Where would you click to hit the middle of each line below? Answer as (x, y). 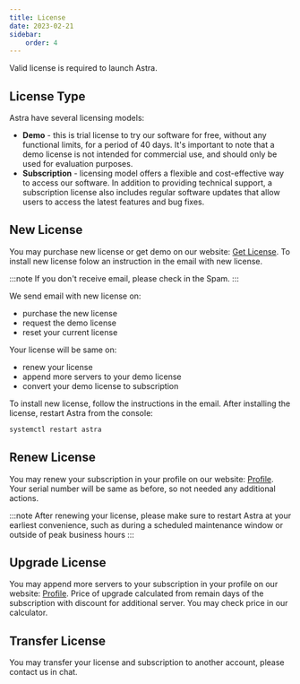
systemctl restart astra (56, 429)
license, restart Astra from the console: (81, 412)
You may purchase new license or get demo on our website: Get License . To (150, 251)
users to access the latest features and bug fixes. (113, 202)
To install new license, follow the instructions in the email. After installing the (150, 403)
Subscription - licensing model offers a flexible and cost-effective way (153, 173)
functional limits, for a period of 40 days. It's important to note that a (148, 145)
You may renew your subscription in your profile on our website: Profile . (142, 479)
